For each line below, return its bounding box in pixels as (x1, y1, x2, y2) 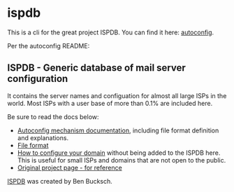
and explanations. (17, 133, 68, 142)
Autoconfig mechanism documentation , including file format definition (17, 126, 219, 135)
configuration (7, 73, 68, 85)
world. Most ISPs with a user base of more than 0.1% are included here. (7, 99, 213, 107)
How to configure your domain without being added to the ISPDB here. (17, 149, 221, 157)
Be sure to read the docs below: (7, 112, 99, 121)
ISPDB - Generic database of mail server (7, 62, 187, 74)
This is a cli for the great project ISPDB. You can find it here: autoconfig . (7, 28, 214, 36)
